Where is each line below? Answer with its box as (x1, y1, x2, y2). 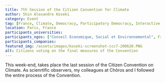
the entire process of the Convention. (5, 72, 82, 78)
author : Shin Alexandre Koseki (5, 12, 70, 17)
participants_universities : (5, 30, 63, 35)
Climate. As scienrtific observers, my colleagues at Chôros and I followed (5, 67, 155, 73)
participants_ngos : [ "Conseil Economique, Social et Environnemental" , (5, 35, 156, 40)
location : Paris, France (5, 26, 56, 30)
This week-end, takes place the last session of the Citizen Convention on (5, 62, 154, 68)
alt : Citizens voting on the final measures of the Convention (5, 48, 138, 53)
